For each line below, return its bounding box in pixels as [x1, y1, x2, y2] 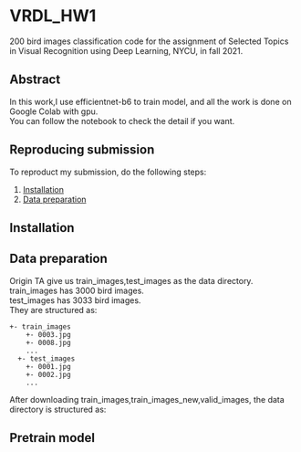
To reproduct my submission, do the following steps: [9, 166, 207, 177]
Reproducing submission [9, 142, 155, 158]
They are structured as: [9, 304, 98, 315]
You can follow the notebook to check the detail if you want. [9, 115, 235, 126]
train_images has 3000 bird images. [9, 285, 144, 296]
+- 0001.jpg [26, 362, 71, 371]
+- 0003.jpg [26, 330, 71, 339]
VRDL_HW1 [9, 5, 97, 26]
